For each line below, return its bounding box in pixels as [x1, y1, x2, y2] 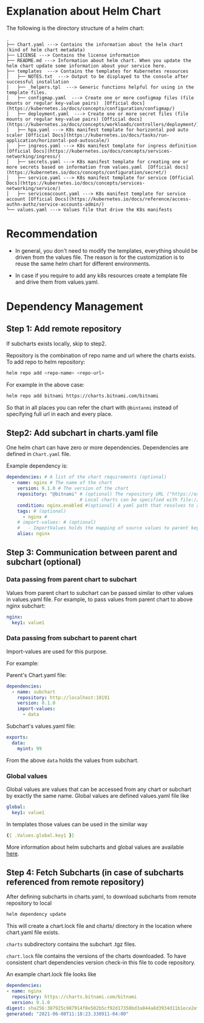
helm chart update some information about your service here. [6, 63, 167, 69]
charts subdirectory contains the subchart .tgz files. [6, 941, 137, 948]
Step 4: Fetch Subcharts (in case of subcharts [6, 867, 184, 877]
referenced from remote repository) [6, 877, 144, 887]
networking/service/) [6, 185, 61, 191]
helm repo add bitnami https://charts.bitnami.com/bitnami [6, 393, 159, 399]
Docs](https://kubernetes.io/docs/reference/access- [55, 196, 191, 202]
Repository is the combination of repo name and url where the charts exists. [6, 351, 196, 359]
